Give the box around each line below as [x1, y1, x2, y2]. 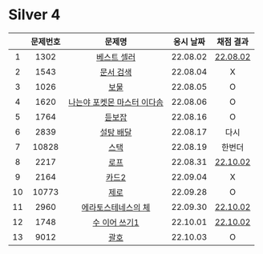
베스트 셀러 [95, 51, 136, 62]
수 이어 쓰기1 [92, 216, 140, 228]
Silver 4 [8, 6, 61, 24]
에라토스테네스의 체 [81, 202, 151, 213]
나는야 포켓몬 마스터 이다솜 [67, 96, 164, 107]
